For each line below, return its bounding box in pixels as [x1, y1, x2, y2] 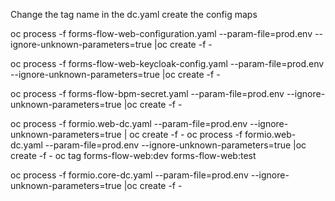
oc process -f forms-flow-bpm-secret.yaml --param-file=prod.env [10, 88, 285, 99]
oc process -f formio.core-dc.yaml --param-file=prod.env [10, 169, 249, 181]
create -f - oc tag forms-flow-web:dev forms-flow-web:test [10, 150, 257, 161]
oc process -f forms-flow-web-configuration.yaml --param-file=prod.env [10, 28, 313, 39]
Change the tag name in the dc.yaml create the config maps [10, 9, 258, 20]
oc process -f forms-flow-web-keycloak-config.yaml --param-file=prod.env [10, 58, 325, 69]
